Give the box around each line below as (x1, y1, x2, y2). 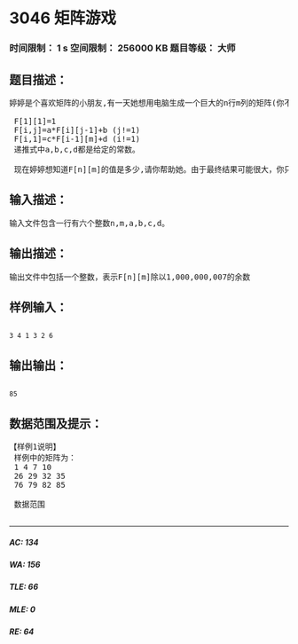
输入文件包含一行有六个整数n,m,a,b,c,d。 (9, 218, 170, 228)
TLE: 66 (9, 582, 39, 593)
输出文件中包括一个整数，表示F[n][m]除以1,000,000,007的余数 (9, 271, 251, 282)
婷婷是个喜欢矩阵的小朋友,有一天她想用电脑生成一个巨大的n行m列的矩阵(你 (9, 98, 285, 107)
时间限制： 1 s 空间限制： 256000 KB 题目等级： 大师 (9, 42, 237, 54)
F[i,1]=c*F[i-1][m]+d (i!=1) (13, 134, 141, 144)
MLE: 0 (9, 604, 35, 615)
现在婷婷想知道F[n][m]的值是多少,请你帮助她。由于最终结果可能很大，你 (13, 164, 285, 174)
